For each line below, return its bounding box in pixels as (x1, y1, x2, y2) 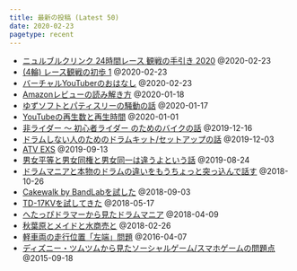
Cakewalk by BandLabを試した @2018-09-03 (22, 187, 191, 197)
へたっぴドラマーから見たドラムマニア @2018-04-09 (22, 209, 219, 220)
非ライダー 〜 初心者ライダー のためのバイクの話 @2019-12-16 (22, 123, 253, 134)
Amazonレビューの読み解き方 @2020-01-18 (22, 89, 185, 100)
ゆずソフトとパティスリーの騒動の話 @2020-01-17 (22, 101, 209, 111)
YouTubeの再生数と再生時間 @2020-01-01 (22, 111, 179, 122)
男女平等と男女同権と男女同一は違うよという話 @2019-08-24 (22, 154, 250, 166)
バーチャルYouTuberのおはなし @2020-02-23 (22, 78, 193, 89)
